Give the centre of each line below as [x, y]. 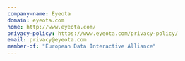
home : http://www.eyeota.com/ [52, 27]
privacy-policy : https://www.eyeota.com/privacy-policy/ [93, 33]
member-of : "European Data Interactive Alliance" [82, 46]
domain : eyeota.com [36, 20]
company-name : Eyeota [39, 14]
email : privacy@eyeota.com [47, 40]
